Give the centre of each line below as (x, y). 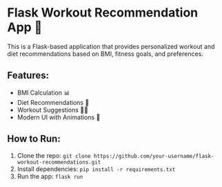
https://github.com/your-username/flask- (154, 156)
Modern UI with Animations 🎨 (59, 117)
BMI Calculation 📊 (43, 92)
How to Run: (34, 139)
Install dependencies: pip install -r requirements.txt (96, 169)
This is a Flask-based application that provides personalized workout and (111, 46)
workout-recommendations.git (59, 162)
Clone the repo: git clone (54, 155)
